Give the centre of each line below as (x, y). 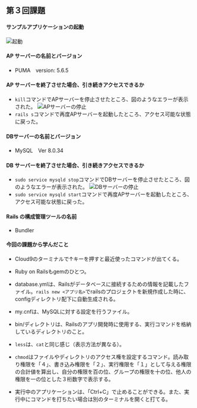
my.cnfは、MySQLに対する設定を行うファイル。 (74, 311)
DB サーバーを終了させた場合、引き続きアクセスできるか (75, 165)
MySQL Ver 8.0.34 (39, 151)
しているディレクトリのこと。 (51, 331)
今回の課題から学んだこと (37, 245)
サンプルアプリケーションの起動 (45, 27)
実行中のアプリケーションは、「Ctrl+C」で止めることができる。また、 (99, 391)
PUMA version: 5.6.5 (42, 70)
